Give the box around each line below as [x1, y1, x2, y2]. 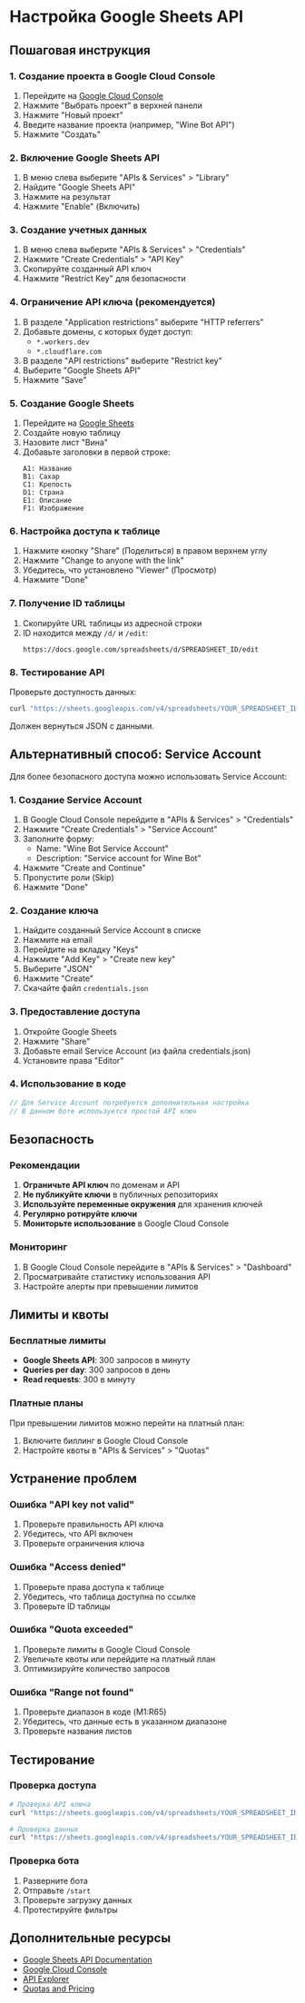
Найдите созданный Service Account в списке [22, 925, 202, 936]
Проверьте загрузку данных [22, 1894, 133, 1905]
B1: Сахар [22, 472, 61, 482]
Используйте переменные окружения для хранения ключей [22, 1199, 263, 1210]
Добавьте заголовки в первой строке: [22, 447, 171, 457]
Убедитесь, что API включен [22, 1528, 133, 1539]
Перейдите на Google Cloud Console [22, 90, 164, 101]
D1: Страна [22, 488, 64, 497]
